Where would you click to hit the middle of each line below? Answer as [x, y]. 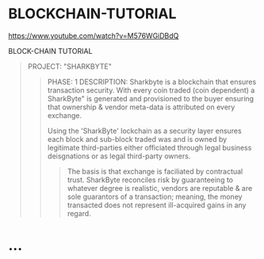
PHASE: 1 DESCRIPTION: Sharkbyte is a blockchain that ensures [152, 82]
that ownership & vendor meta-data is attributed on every [141, 107]
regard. [79, 213]
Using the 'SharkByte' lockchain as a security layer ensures [144, 131]
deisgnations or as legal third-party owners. [119, 156]
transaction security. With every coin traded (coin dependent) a [151, 90]
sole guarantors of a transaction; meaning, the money [155, 196]
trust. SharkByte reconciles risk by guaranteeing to [150, 180]
